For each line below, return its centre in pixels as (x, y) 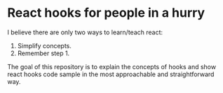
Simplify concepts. (45, 45)
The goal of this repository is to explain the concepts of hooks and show (111, 66)
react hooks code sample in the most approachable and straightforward (111, 74)
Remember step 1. (43, 53)
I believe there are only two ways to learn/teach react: (85, 32)
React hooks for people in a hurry (106, 13)
